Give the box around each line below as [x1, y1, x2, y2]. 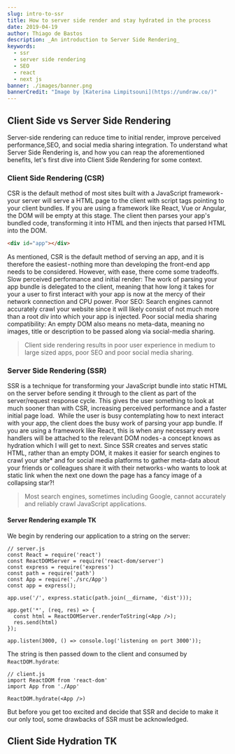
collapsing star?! [7, 479, 55, 487]
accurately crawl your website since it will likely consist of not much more [7, 305, 220, 313]
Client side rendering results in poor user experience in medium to [24, 341, 215, 350]
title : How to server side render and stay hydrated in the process [7, 17, 211, 24]
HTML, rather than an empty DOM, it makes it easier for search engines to [7, 449, 220, 457]
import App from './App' [7, 682, 80, 690]
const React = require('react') [7, 551, 101, 558]
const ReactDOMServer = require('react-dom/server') [7, 557, 164, 564]
